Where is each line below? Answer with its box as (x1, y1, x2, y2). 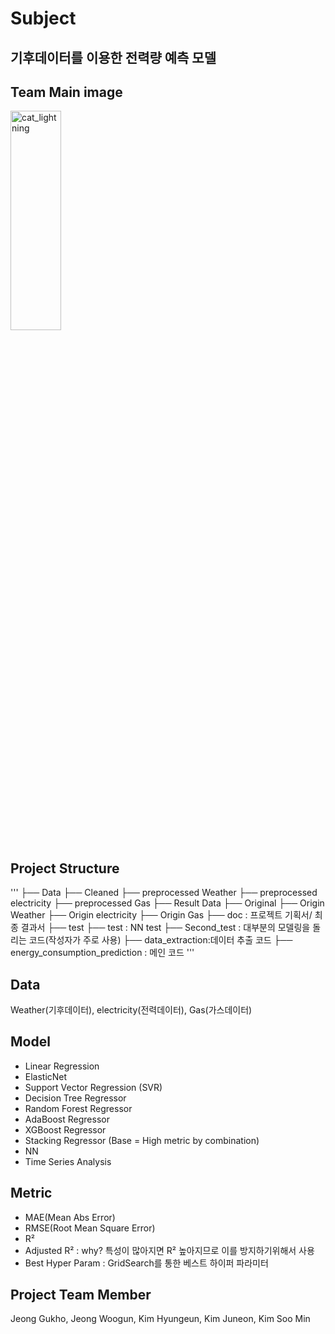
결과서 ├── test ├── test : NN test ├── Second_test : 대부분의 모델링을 (20, 922, 311, 934)
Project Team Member (10, 1287, 152, 1304)
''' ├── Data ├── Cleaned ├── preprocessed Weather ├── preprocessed (10, 887, 318, 899)
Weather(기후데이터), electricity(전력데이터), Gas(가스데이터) (10, 1004, 253, 1016)
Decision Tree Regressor (24, 1092, 127, 1104)
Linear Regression (24, 1060, 100, 1072)
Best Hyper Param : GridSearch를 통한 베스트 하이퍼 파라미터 (24, 1257, 269, 1269)
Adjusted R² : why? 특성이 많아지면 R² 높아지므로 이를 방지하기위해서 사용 (24, 1244, 315, 1256)
